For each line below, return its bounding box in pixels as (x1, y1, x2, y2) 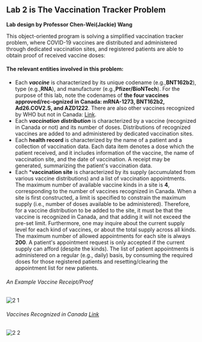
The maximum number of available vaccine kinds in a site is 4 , (14, 181, 170, 188)
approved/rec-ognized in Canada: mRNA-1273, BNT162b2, (14, 98, 165, 105)
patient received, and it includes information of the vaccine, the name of (14, 149, 195, 157)
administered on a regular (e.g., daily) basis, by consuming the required (14, 252, 193, 259)
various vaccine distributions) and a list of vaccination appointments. (14, 175, 186, 182)
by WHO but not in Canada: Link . (14, 111, 96, 118)
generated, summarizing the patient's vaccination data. (14, 162, 153, 169)
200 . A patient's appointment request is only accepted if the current (14, 239, 185, 246)
